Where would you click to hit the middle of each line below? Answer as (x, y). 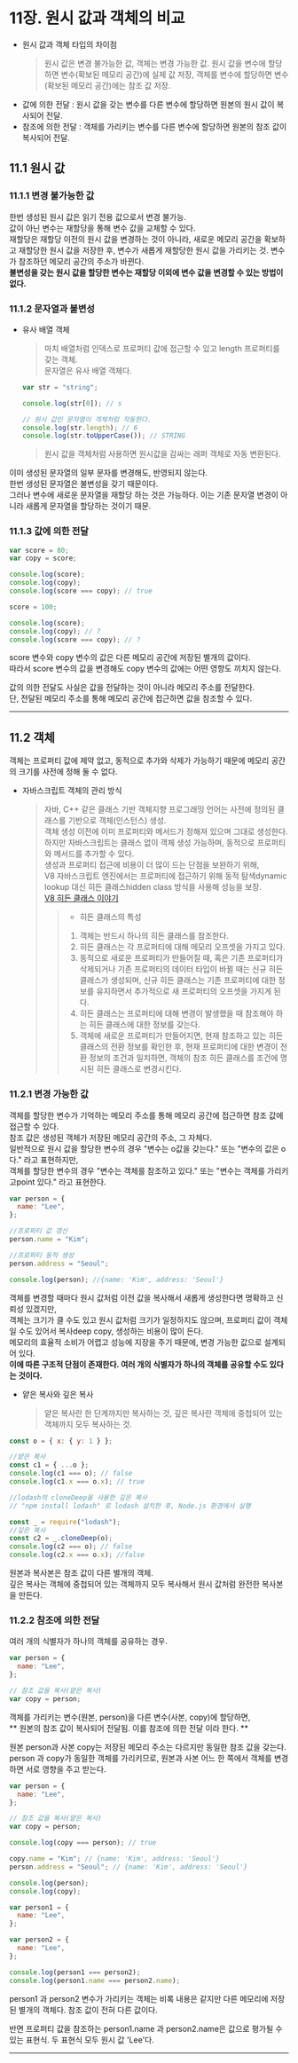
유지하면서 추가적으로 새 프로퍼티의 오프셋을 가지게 (184, 991)
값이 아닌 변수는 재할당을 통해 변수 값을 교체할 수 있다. (102, 228)
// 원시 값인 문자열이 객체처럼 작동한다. (87, 419)
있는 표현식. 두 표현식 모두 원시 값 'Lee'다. (82, 2039)
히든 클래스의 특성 (110, 917)
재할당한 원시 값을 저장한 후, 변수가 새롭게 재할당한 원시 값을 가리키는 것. (143, 250)
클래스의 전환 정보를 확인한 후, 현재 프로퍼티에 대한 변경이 (179, 1047)
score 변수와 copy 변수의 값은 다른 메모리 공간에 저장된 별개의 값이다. (130, 657)
